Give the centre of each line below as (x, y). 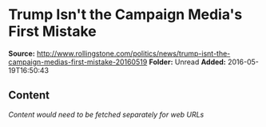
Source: (22, 53)
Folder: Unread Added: (187, 62)
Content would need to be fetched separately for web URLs (106, 114)
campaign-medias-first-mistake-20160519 (78, 62)
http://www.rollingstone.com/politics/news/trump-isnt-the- (134, 53)
